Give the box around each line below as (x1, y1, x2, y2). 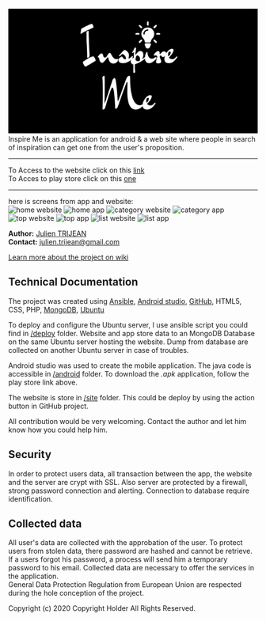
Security (8, 448, 51, 461)
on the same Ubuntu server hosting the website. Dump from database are (8, 337, 249, 346)
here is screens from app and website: (8, 197, 134, 206)
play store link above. (8, 377, 78, 387)
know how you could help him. (8, 425, 108, 434)
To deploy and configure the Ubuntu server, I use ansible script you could (8, 320, 248, 329)
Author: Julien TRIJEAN (8, 229, 87, 238)
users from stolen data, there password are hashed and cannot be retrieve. (8, 547, 253, 556)
